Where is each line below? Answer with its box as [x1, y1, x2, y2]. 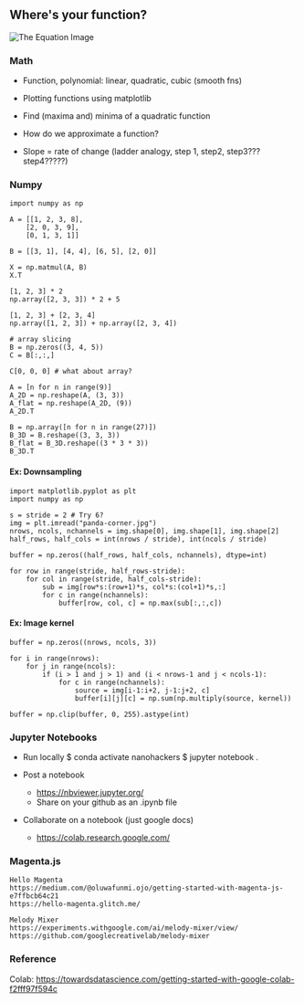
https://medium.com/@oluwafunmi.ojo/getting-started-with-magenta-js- [9, 883, 284, 893]
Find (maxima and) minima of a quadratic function [22, 111, 211, 121]
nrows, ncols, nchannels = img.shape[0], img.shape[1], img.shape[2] [9, 526, 280, 535]
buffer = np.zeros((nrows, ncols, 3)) [9, 638, 157, 647]
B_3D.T [9, 447, 35, 456]
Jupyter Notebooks [9, 731, 98, 744]
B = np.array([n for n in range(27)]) [9, 423, 157, 432]
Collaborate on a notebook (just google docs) [22, 815, 194, 826]
